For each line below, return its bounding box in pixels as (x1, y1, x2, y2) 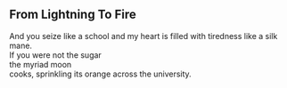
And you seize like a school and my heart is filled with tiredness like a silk (9, 30, 278, 41)
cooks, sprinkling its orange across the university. (9, 68, 192, 79)
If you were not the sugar (9, 49, 102, 60)
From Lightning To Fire (9, 7, 136, 22)
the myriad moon (9, 59, 72, 69)
